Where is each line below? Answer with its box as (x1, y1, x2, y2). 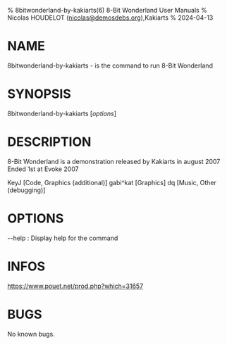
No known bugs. (7, 330, 55, 338)
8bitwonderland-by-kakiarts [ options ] (7, 109, 117, 118)
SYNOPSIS (7, 86, 72, 102)
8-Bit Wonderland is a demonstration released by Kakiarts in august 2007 (7, 157, 221, 165)
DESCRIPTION (7, 134, 92, 150)
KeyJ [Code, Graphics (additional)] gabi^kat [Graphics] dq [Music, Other (7, 178, 217, 187)
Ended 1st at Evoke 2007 (7, 165, 79, 173)
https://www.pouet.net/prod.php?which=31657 (7, 282, 144, 290)
